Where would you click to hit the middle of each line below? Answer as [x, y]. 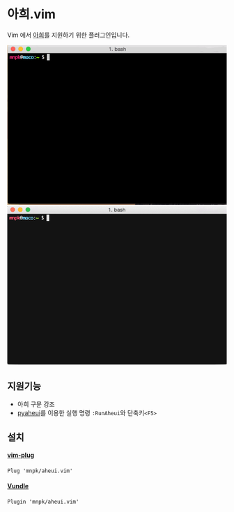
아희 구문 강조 [36, 404]
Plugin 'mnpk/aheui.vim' [43, 502]
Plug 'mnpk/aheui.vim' [40, 471]
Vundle [18, 486]
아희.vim [31, 14]
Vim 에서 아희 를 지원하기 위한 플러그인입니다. [69, 35]
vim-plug [21, 455]
